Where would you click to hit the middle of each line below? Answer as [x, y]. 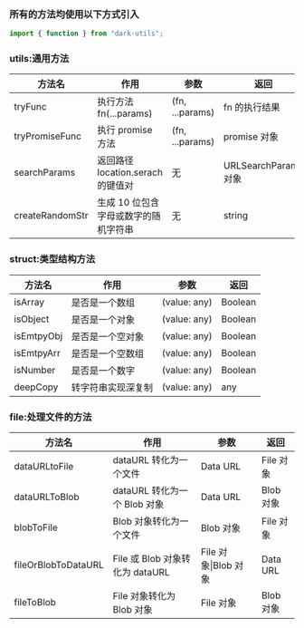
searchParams [44, 172]
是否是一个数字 [103, 371]
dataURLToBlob [47, 498]
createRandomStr [51, 216]
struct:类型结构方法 [52, 259]
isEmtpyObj [38, 335]
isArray [29, 302]
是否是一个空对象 [108, 336]
